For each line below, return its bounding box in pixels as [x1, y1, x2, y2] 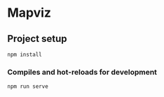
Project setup [7, 33, 68, 45]
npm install [7, 51, 42, 58]
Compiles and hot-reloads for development [7, 67, 158, 77]
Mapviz [7, 5, 51, 21]
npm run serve [7, 83, 49, 90]
